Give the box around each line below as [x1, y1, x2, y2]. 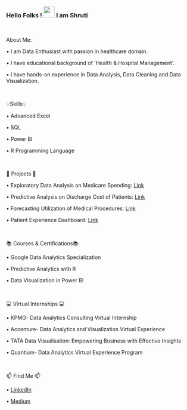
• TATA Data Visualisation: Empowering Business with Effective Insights [6, 337, 182, 344]
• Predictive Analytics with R [6, 266, 76, 273]
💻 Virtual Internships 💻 [6, 300, 65, 307]
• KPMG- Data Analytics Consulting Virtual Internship [6, 314, 137, 322]
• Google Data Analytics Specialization [6, 254, 101, 261]
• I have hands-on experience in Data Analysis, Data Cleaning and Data [6, 71, 182, 78]
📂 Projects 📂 [6, 170, 37, 177]
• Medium [6, 397, 31, 405]
